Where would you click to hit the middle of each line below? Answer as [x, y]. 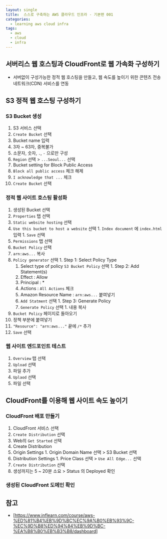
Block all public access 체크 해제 [48, 171]
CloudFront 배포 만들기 [32, 416]
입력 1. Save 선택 [29, 235]
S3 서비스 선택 [27, 128]
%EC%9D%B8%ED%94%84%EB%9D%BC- [59, 526]
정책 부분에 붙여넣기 [32, 319]
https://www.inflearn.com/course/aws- [55, 515]
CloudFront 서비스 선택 [36, 428]
